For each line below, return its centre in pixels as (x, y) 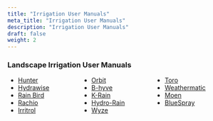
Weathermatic (186, 88)
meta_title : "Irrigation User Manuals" (67, 21)
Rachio (28, 103)
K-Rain (101, 96)
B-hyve (102, 88)
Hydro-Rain (108, 103)
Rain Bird (31, 96)
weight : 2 (22, 40)
